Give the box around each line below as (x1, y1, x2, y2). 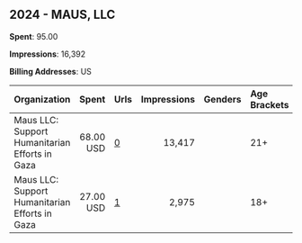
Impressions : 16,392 (9, 49, 86, 59)
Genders (203, 93, 242, 105)
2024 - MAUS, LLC (9, 7, 116, 22)
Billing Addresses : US (9, 66, 93, 76)
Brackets (250, 98, 289, 111)
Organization (13, 93, 71, 105)
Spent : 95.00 (9, 31, 58, 41)
